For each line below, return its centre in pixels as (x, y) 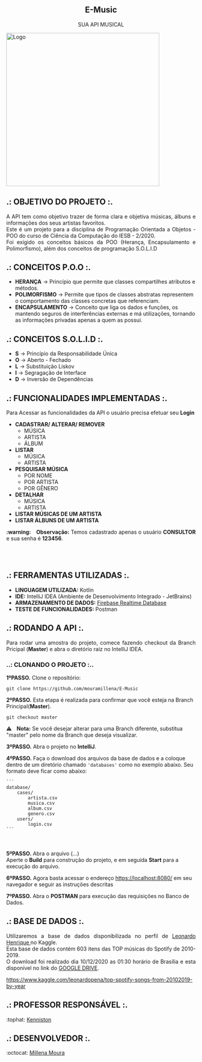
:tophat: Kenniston (29, 1019)
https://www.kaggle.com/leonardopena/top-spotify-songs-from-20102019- (99, 979)
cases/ (25, 792)
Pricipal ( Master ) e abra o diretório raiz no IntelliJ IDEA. (75, 649)
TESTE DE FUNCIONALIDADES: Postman (66, 609)
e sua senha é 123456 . (35, 539)
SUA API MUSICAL (101, 24)
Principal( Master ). (29, 706)
